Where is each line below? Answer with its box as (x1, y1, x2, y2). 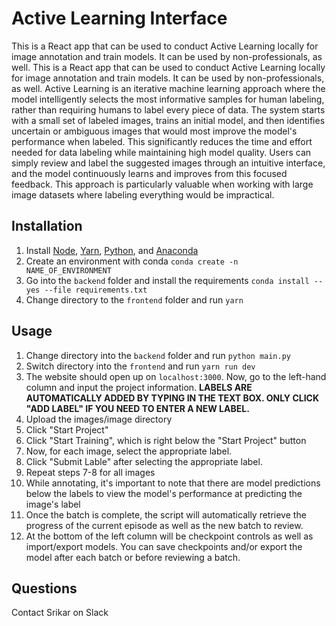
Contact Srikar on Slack (11, 607, 109, 619)
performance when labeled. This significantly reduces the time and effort (11, 135, 313, 147)
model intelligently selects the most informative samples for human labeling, (11, 93, 325, 105)
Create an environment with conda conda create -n (25, 255, 239, 267)
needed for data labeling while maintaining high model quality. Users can (11, 146, 312, 158)
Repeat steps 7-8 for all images (25, 466, 156, 478)
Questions (11, 580, 78, 597)
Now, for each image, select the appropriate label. (25, 445, 233, 457)
